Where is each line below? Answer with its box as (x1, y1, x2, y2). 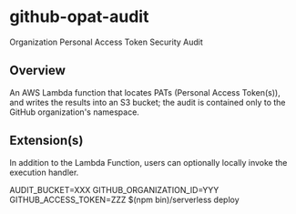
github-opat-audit (9, 6, 149, 27)
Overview (9, 63, 66, 78)
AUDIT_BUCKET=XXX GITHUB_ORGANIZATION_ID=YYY (9, 184, 219, 195)
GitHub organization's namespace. (9, 107, 139, 117)
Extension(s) (9, 133, 84, 148)
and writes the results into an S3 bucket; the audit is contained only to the (9, 97, 286, 107)
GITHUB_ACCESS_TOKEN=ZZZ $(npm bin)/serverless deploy (9, 194, 240, 205)
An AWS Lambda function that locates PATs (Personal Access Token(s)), (9, 87, 281, 97)
